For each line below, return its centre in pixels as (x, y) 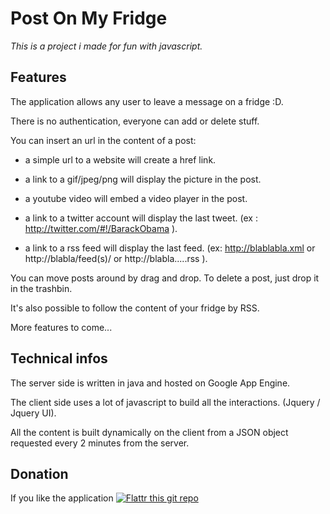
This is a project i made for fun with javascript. (106, 46)
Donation (39, 473)
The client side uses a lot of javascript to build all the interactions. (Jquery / (165, 402)
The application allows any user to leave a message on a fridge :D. (147, 101)
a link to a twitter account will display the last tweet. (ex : (141, 218)
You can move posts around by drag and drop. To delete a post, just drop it (165, 278)
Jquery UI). (33, 413)
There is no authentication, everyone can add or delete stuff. (135, 121)
